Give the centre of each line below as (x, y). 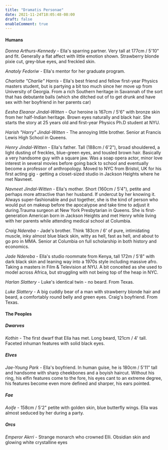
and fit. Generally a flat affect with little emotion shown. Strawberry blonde (82, 56)
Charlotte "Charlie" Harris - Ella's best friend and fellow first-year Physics (81, 81)
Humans (14, 40)
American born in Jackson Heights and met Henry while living (92, 215)
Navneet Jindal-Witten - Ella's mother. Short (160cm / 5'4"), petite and (78, 189)
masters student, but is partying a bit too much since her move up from (79, 86)
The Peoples (19, 314)
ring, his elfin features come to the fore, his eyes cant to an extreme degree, (84, 378)
